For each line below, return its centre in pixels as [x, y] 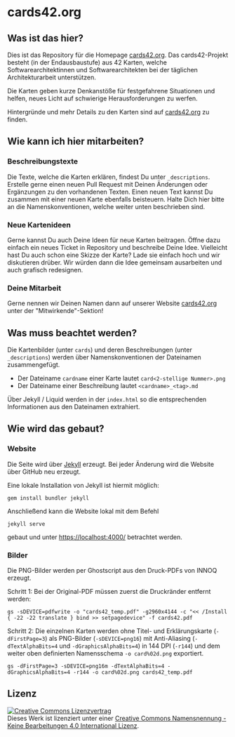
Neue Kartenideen [39, 225]
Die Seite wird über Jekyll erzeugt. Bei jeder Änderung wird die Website [111, 464]
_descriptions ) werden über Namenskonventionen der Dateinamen [104, 357]
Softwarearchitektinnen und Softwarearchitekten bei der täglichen [103, 70]
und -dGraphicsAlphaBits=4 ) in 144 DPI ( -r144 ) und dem [140, 646]
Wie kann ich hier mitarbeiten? [76, 141]
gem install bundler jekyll [48, 498]
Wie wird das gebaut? [56, 429]
